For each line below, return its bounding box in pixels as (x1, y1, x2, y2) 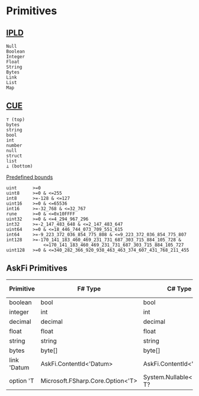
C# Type (166, 284, 192, 292)
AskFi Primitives (6, 263, 68, 273)
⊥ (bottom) (6, 163, 33, 169)
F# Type (77, 284, 101, 292)
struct (6, 153, 23, 159)
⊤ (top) (6, 117, 25, 123)
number (6, 142, 23, 149)
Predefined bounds (6, 173, 53, 181)
